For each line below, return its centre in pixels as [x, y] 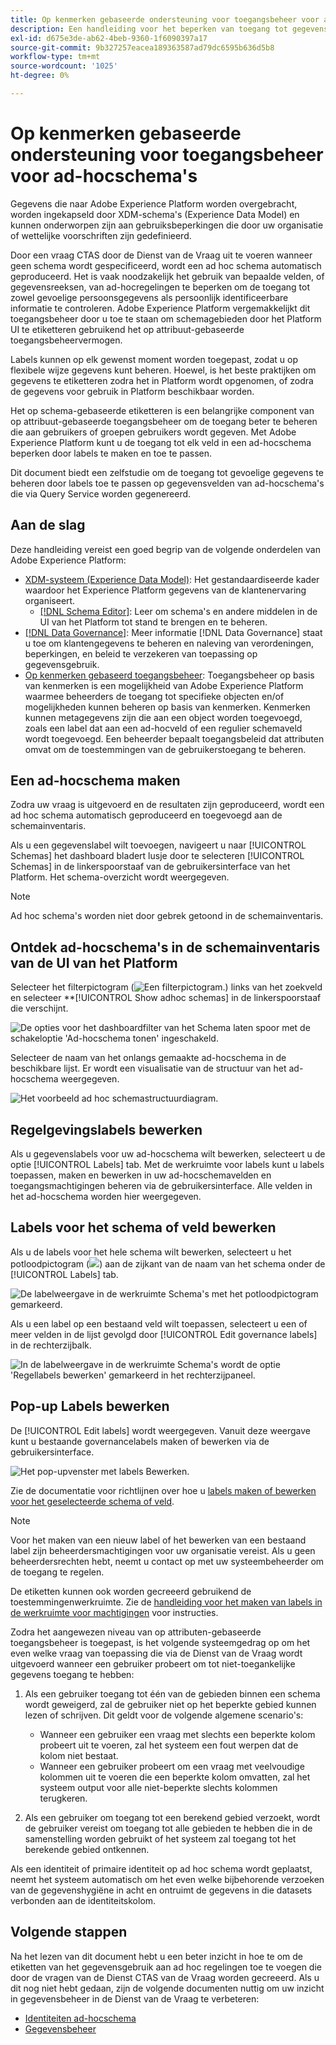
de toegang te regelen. [57, 1572]
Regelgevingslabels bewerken [106, 1129]
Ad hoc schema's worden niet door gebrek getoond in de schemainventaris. [167, 916]
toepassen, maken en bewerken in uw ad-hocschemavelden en [141, 1175]
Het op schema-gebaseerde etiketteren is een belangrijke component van [162, 410]
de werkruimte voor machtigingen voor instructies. [114, 1612]
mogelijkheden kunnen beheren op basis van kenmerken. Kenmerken [167, 707]
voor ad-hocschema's [104, 176]
